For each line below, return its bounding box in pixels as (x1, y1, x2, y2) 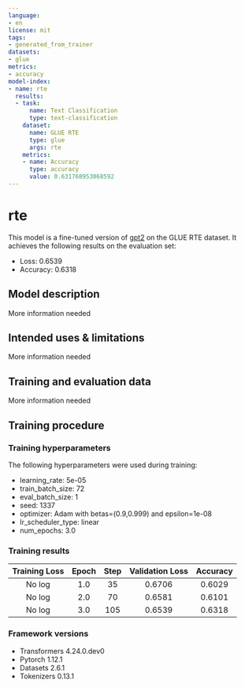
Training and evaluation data (8, 375, 151, 388)
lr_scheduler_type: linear (19, 517, 100, 526)
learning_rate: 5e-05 (19, 475, 87, 485)
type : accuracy (28, 165, 80, 173)
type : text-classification (28, 114, 118, 122)
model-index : (8, 77, 51, 85)
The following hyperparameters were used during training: (8, 460, 198, 470)
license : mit (8, 26, 51, 34)
